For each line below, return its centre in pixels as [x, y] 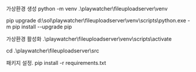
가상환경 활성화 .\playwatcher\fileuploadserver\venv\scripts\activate [89, 39]
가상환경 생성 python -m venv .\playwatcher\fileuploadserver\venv [87, 9]
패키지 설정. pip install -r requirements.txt [56, 63]
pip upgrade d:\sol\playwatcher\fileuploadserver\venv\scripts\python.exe [96, 20]
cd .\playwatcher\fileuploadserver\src [53, 51]
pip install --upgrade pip [42, 27]
